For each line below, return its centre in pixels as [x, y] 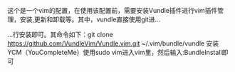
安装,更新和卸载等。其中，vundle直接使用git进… [90, 19]
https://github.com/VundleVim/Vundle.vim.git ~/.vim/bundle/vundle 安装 [113, 43]
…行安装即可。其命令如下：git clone [60, 35]
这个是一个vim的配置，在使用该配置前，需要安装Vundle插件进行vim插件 [113, 10]
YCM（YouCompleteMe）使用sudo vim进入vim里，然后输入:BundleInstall [115, 52]
